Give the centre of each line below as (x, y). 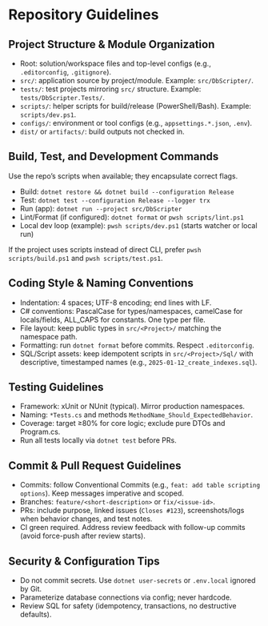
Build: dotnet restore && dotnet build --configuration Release (127, 191)
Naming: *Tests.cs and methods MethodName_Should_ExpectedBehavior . (136, 415)
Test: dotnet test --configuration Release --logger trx (115, 200)
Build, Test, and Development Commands (114, 156)
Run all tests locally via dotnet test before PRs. (98, 440)
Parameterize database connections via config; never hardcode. (126, 597)
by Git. (31, 589)
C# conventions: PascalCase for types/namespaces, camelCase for (131, 311)
